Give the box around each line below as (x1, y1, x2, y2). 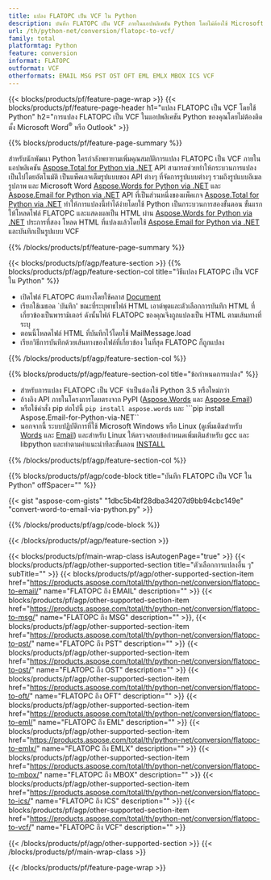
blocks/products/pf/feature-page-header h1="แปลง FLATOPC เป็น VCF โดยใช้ (8, 103, 256, 112)
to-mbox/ (8, 770, 40, 780)
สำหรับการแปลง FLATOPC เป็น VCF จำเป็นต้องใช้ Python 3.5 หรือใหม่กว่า (19, 385, 230, 396)
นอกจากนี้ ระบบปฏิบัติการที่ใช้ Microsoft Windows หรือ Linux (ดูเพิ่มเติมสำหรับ (19, 421, 243, 431)
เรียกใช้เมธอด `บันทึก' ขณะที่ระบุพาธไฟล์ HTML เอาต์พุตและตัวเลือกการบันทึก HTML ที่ (19, 301, 256, 311)
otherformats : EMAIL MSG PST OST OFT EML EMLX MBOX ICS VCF (8, 72, 215, 80)
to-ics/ (8, 796, 31, 806)
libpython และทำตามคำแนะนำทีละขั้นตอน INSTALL (19, 439, 165, 449)
